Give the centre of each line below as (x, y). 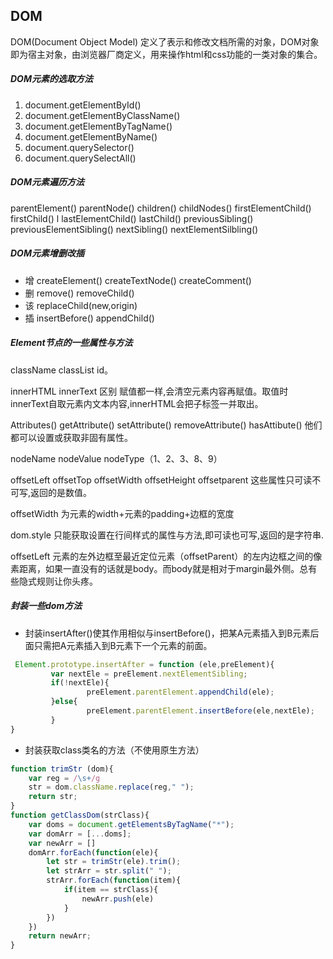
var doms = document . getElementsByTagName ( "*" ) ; (131, 824)
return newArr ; (60, 936)
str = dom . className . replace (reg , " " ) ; (111, 787)
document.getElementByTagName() (98, 126)
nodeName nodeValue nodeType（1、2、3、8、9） (116, 458)
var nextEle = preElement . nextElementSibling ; (149, 674)
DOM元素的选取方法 (51, 79)
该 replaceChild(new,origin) (81, 305)
